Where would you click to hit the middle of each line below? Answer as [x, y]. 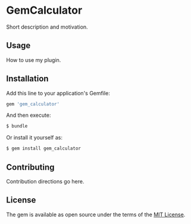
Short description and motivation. [47, 27]
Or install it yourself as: [34, 138]
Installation [27, 79]
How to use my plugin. [34, 60]
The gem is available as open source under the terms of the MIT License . [96, 214]
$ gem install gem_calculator [44, 149]
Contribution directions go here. [45, 181]
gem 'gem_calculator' [33, 104]
